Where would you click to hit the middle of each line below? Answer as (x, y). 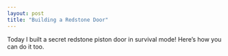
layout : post (26, 13)
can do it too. (26, 46)
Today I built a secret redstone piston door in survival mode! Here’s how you (114, 39)
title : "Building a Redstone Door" (58, 20)
